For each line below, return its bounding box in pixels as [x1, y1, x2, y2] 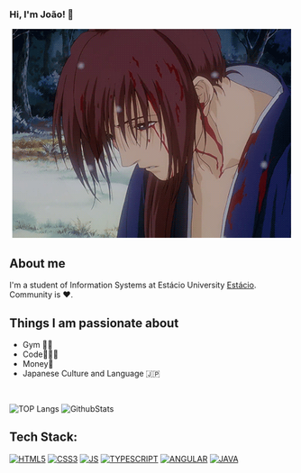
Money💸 [22, 358, 54, 368]
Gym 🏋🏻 [22, 339, 53, 350]
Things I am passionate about [9, 315, 179, 331]
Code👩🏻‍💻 [22, 349, 59, 359]
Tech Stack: [9, 430, 78, 445]
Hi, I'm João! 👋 [9, 8, 74, 21]
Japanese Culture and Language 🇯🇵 [22, 368, 160, 378]
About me [9, 256, 66, 271]
